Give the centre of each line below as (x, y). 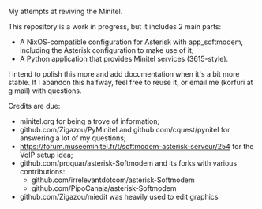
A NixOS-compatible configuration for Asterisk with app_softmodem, (131, 42)
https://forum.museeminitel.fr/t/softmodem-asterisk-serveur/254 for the (137, 146)
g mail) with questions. (45, 91)
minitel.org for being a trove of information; (90, 121)
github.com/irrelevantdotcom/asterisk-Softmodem (113, 180)
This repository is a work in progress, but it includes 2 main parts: (115, 26)
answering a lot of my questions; (73, 138)
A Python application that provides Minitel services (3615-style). (124, 59)
